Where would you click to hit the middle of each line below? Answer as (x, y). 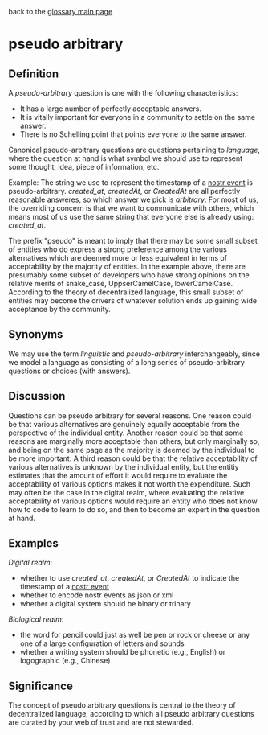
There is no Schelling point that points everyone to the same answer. (133, 134)
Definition (33, 74)
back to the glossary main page (61, 12)
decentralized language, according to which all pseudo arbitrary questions (131, 714)
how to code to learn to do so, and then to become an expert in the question (134, 509)
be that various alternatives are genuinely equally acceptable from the (124, 424)
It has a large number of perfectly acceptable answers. (111, 109)
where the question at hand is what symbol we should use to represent (126, 158)
